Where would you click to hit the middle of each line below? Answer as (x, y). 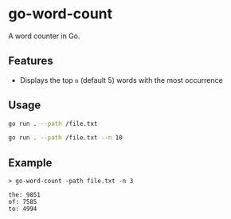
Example (30, 163)
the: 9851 (25, 195)
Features (31, 61)
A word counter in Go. (44, 36)
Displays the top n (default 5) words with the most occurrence (121, 80)
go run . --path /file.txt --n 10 (66, 138)
